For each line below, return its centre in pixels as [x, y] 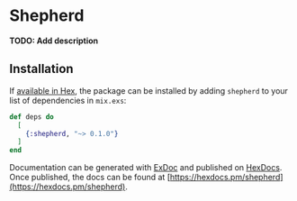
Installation [41, 69]
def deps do [31, 117]
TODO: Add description [54, 41]
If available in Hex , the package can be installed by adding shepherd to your [148, 90]
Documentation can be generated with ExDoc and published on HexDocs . [146, 168]
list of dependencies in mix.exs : [68, 100]
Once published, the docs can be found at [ [90, 178]
